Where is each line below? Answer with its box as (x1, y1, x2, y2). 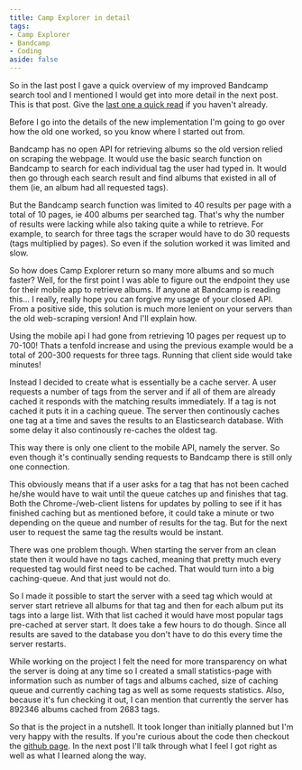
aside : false (9, 55, 59, 64)
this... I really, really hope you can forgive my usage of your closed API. (9, 294, 273, 304)
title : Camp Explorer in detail (9, 13, 131, 23)
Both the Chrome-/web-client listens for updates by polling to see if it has (9, 498, 282, 508)
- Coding (9, 47, 42, 56)
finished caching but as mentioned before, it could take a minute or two (9, 507, 275, 518)
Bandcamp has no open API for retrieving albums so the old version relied (9, 144, 284, 154)
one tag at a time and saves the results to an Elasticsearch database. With (9, 415, 284, 425)
